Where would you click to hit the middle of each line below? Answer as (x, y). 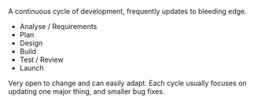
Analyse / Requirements (58, 26)
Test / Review (42, 59)
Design (31, 43)
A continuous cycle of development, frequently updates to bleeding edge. (127, 11)
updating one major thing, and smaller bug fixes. (87, 91)
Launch (32, 68)
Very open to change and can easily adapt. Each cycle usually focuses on (127, 83)
